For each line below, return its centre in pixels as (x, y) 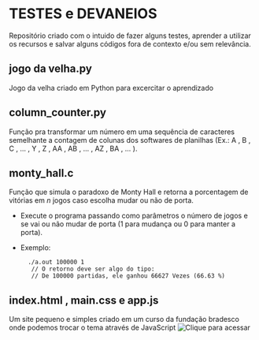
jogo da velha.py (51, 69)
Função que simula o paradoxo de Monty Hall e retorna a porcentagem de (129, 192)
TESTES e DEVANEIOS (83, 14)
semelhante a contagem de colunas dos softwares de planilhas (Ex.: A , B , (130, 140)
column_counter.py (58, 112)
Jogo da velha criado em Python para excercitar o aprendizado (111, 88)
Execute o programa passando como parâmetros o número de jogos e (134, 216)
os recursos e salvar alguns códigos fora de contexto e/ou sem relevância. (130, 43)
